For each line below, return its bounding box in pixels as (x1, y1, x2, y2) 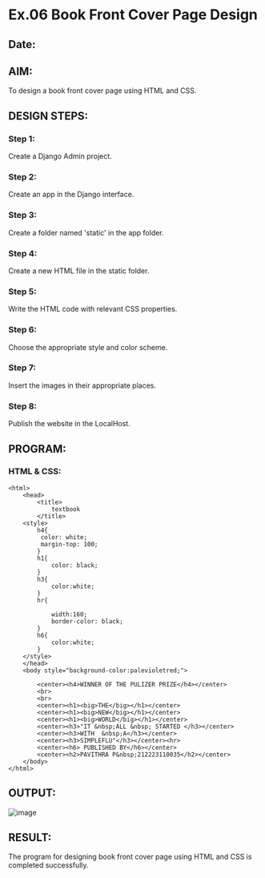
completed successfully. (8, 860, 90, 870)
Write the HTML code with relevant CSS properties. (8, 304, 178, 314)
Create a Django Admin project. (8, 151, 112, 161)
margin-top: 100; (40, 540, 98, 548)
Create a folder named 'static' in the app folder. (8, 228, 164, 237)
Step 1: (8, 133, 35, 144)
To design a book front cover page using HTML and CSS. (8, 86, 197, 95)
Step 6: (8, 324, 38, 336)
